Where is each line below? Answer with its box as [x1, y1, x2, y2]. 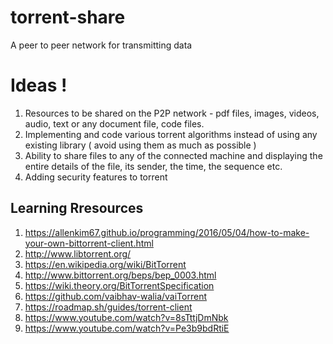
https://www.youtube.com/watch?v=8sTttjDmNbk [24, 311, 229, 323]
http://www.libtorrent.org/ [24, 247, 132, 260]
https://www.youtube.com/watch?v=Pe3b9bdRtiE [24, 322, 230, 334]
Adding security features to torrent [24, 171, 168, 183]
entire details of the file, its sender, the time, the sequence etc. [24, 160, 283, 172]
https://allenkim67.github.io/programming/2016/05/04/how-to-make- [24, 226, 310, 238]
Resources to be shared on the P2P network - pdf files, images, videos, [24, 107, 320, 119]
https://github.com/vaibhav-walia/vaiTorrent [24, 290, 207, 302]
